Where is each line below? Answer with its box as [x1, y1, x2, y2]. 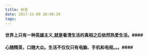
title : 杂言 [5, 7, 28, 12]
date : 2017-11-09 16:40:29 [5, 12, 61, 17]
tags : [5, 16, 16, 21]
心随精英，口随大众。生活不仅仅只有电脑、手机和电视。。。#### [5, 44, 133, 50]
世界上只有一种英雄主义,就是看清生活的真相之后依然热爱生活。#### [5, 32, 144, 38]
